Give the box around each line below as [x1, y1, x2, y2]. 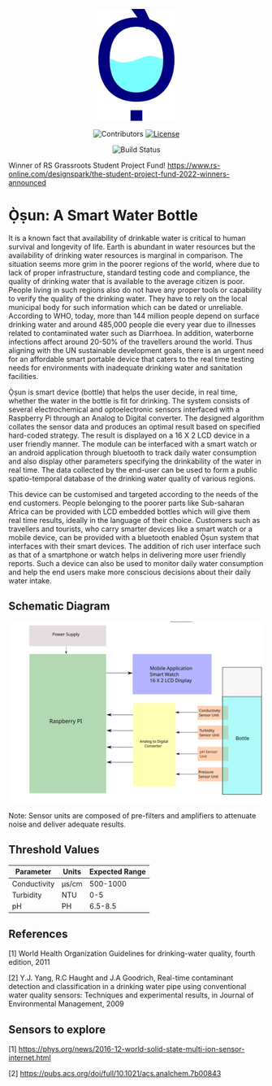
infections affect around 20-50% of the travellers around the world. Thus [8, 337, 253, 347]
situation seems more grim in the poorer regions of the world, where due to [8, 259, 260, 268]
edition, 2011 [8, 957, 50, 967]
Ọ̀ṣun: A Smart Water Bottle [8, 207, 199, 225]
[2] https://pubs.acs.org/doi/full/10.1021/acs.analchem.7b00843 [8, 1069, 222, 1079]
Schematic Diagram [8, 600, 110, 613]
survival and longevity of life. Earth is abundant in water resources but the [8, 242, 256, 251]
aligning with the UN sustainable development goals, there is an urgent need [8, 345, 264, 355]
